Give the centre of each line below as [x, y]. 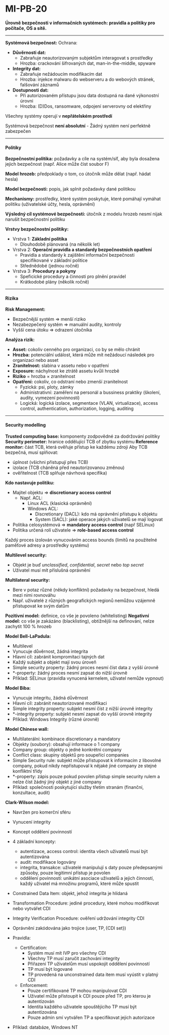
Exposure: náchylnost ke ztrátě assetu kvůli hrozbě [66, 371]
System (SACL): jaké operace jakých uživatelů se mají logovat [99, 519]
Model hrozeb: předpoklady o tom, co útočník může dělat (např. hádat [78, 174]
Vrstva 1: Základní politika [40, 239]
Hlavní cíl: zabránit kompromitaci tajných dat [58, 656]
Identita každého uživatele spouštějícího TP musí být [82, 1007]
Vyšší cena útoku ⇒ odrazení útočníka [52, 330]
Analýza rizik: [20, 340]
